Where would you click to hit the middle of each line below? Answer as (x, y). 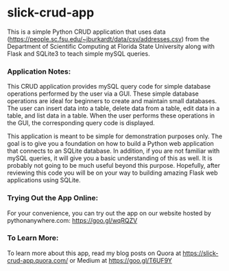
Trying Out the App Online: (52, 198)
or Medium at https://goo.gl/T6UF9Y (121, 260)
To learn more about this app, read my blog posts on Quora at (94, 253)
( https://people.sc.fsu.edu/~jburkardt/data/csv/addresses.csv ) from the (108, 39)
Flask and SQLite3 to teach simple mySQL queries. (79, 54)
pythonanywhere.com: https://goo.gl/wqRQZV (72, 220)
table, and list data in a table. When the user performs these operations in (111, 116)
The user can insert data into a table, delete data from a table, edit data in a (113, 109)
